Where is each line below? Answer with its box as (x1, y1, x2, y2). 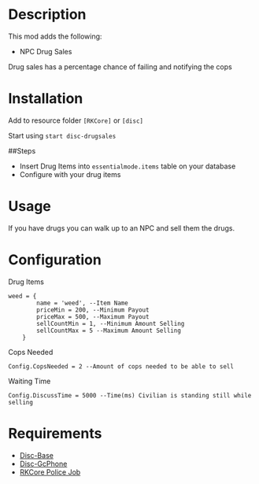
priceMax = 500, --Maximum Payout (36, 312, 150, 320)
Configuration (8, 251, 102, 268)
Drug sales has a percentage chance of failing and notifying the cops (8, 61, 232, 72)
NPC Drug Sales (19, 46, 72, 56)
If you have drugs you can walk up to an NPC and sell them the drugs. (8, 223, 235, 233)
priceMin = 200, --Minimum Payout (36, 305, 150, 314)
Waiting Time (8, 376, 51, 386)
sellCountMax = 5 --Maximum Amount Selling (36, 327, 181, 334)
